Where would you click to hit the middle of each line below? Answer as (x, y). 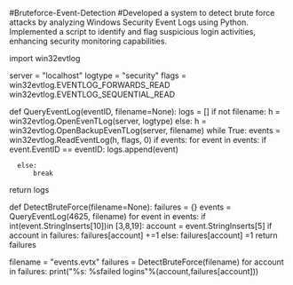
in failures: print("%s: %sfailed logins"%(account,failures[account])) (134, 271)
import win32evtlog (45, 58)
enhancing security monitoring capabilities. (88, 41)
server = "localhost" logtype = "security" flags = (98, 75)
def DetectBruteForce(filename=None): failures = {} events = (120, 207)
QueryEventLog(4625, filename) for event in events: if (108, 216)
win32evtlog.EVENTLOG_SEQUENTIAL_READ (92, 94)
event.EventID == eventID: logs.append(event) (94, 149)
